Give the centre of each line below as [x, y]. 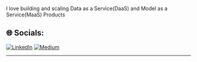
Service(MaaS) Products [36, 15]
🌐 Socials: [25, 33]
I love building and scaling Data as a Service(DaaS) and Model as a [87, 8]
